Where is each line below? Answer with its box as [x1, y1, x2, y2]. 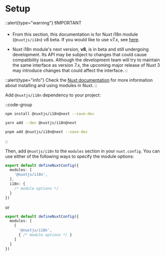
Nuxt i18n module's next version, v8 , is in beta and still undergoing [12, 46, 149, 52]
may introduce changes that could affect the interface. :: [12, 67, 128, 73]
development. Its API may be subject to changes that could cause [12, 51, 147, 57]
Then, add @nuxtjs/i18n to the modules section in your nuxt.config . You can [5, 148, 160, 154]
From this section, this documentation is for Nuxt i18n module [12, 31, 138, 37]
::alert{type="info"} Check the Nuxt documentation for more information [5, 77, 153, 83]
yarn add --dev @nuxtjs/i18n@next [5, 120, 77, 125]
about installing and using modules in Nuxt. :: [5, 82, 97, 88]
